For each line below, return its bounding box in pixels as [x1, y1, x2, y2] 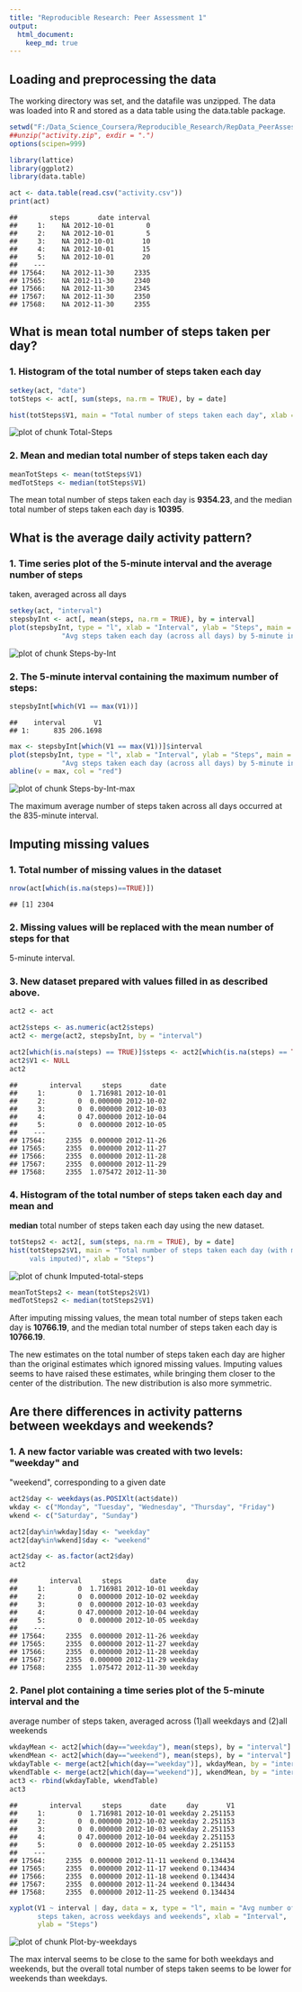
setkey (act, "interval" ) [9, 606, 102, 615]
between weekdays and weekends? [9, 1418, 214, 1433]
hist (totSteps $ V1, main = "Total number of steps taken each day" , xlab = [9, 411, 296, 420]
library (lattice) [9, 155, 75, 165]
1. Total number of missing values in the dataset [9, 863, 222, 876]
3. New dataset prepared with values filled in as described [9, 975, 268, 987]
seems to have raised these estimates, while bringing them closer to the [9, 1369, 276, 1379]
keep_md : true [25, 38, 78, 48]
